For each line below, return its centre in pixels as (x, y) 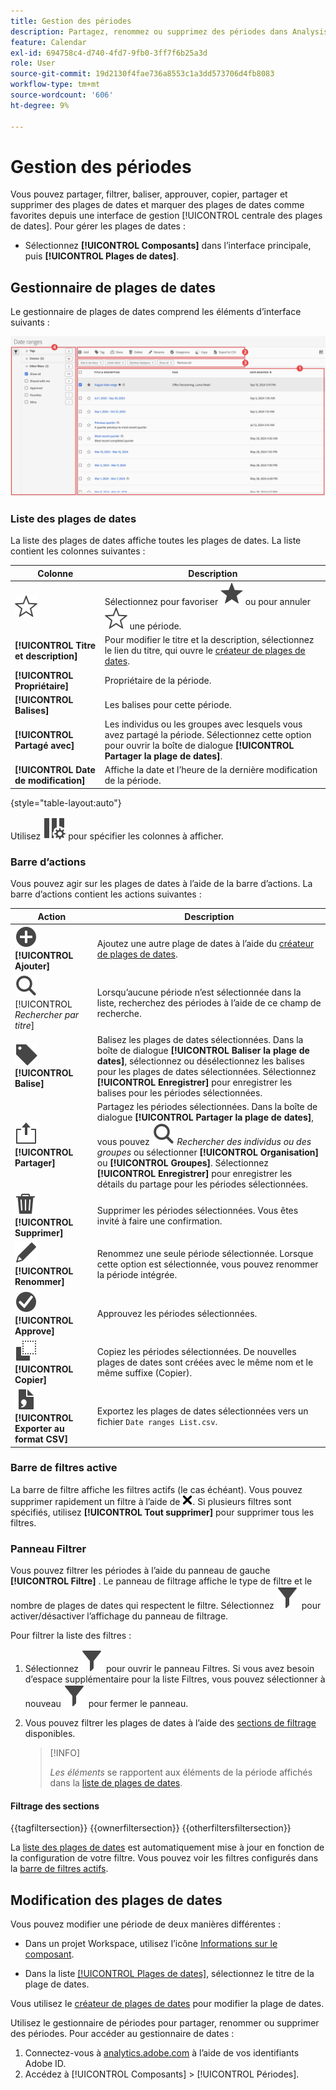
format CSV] (41, 1439)
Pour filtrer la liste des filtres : (71, 1636)
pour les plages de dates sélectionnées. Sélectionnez (206, 1071)
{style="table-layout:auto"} (66, 802)
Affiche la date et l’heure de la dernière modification (211, 770)
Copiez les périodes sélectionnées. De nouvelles (196, 1351)
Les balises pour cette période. (168, 705)
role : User (33, 63)
